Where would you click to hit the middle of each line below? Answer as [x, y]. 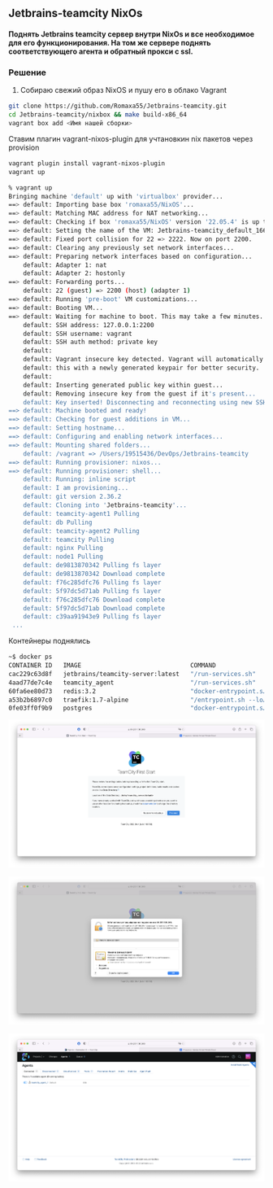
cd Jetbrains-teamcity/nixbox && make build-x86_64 [97, 115]
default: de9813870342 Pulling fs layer [92, 566]
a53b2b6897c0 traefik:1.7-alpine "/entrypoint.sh [127, 700]
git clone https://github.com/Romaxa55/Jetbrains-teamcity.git [118, 106]
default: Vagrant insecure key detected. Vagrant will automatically [143, 360]
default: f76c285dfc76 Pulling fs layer [92, 582]
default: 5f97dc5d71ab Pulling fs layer [92, 591]
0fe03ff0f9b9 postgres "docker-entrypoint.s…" [139, 708]
